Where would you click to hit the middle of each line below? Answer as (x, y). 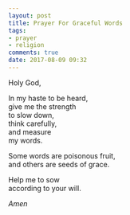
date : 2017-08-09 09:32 (48, 61)
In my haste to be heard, (48, 98)
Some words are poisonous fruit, (62, 155)
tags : (17, 30)
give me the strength (42, 106)
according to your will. (45, 188)
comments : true (33, 53)
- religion (26, 45)
